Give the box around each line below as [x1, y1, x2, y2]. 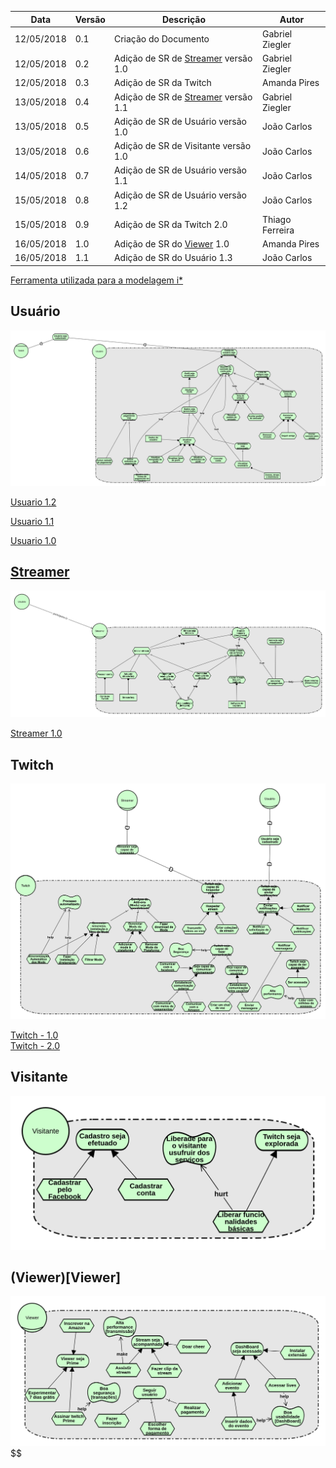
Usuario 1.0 [10, 534, 57, 546]
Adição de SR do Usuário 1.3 [113, 252, 233, 264]
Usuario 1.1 [10, 515, 55, 527]
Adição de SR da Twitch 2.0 [113, 219, 228, 231]
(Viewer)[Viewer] [10, 1269, 122, 1286]
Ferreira [262, 224, 295, 236]
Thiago [262, 213, 292, 225]
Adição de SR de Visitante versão [113, 140, 252, 151]
